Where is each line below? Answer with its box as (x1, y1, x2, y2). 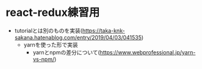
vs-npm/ (32, 56, 55, 63)
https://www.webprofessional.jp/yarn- (99, 48, 196, 56)
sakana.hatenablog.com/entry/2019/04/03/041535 (14, 34, 142, 41)
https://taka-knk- (82, 27, 126, 34)
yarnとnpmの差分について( (32, 48, 100, 56)
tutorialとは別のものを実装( (14, 27, 83, 34)
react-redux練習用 (5, 5, 100, 20)
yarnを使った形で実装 (23, 41, 79, 48)
